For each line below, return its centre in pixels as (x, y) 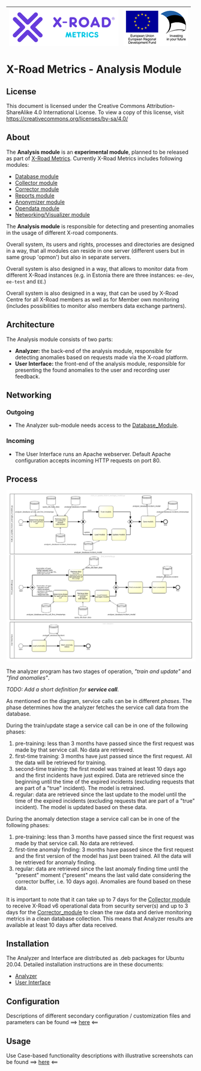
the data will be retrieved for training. (61, 762)
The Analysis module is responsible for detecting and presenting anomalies (100, 226)
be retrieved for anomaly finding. (55, 862)
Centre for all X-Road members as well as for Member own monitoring (93, 299)
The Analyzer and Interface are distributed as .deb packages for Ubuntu (95, 958)
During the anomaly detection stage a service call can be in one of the (93, 819)
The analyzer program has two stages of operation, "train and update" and (99, 671)
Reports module (35, 195)
